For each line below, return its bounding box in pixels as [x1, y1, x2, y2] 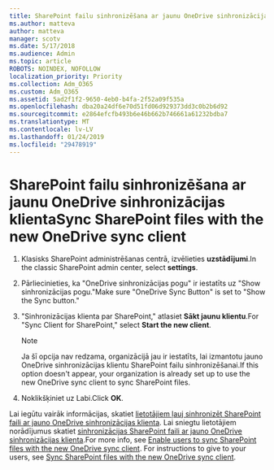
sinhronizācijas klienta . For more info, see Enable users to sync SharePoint [9, 435, 257, 445]
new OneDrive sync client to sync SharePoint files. [20, 377, 190, 387]
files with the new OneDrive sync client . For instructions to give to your [9, 444, 246, 454]
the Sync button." [20, 296, 80, 306]
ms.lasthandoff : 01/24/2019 [9, 133, 105, 141]
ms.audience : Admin [9, 50, 76, 58]
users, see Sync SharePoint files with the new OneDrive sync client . [9, 452, 237, 462]
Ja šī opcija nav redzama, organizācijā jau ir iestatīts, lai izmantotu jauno [20, 351, 263, 362]
